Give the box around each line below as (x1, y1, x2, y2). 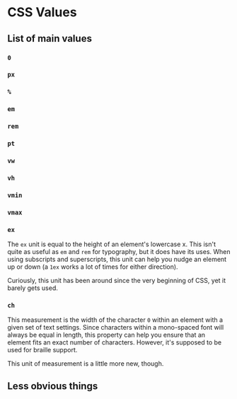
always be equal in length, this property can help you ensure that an (7, 330, 206, 340)
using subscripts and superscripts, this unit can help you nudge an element (7, 255, 227, 264)
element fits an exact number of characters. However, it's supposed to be (7, 338, 222, 347)
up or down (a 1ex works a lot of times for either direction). (7, 262, 178, 271)
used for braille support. (7, 346, 78, 354)
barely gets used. (7, 284, 58, 292)
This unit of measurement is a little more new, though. (7, 359, 164, 368)
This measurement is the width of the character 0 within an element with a (7, 316, 224, 324)
